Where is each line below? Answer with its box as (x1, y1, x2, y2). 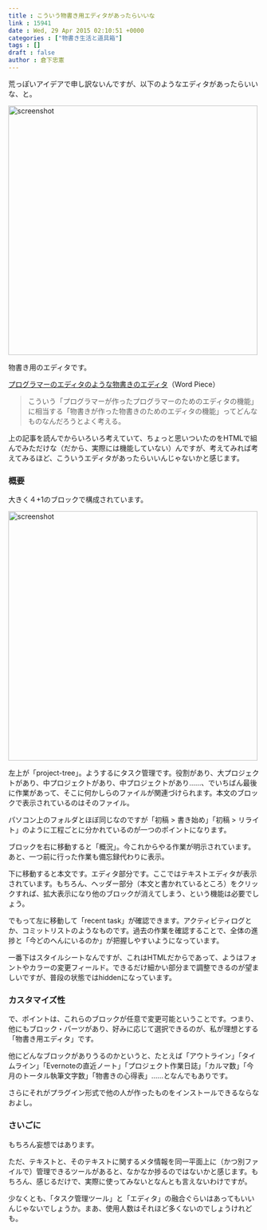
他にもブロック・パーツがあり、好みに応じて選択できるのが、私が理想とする (8, 1024, 259, 1034)
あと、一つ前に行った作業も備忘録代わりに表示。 (8, 852, 169, 862)
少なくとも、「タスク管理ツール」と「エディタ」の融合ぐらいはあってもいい (8, 1193, 255, 1203)
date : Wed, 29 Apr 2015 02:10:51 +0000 (8, 26, 145, 34)
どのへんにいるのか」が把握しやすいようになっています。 (35, 935, 224, 946)
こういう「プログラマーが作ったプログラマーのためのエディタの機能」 (27, 396, 258, 405)
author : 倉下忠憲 (8, 57, 65, 65)
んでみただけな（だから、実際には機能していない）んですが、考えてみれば (8, 443, 252, 453)
